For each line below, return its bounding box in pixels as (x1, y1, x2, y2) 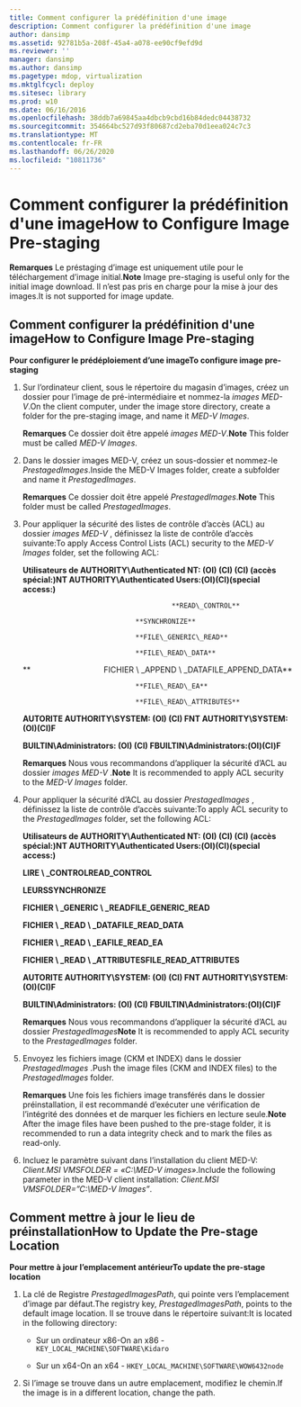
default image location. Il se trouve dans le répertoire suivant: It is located (22, 1308, 292, 1319)
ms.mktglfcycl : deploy (9, 80, 94, 89)
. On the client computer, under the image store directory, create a (28, 401, 271, 412)
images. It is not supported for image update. (9, 291, 174, 302)
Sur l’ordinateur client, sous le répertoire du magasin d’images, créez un (22, 382, 289, 392)
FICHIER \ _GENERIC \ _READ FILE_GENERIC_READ (22, 902, 210, 914)
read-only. (22, 1138, 61, 1149)
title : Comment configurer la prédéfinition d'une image (9, 13, 227, 23)
